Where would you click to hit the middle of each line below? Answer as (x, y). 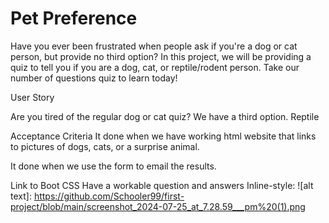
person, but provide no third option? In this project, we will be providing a (161, 56)
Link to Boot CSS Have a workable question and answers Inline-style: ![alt (162, 185)
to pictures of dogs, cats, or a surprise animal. (105, 146)
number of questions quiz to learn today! (94, 78)
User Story (32, 97)
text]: (21, 196)
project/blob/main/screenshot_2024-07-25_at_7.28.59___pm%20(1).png (158, 206)
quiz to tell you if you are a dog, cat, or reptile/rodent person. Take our (155, 67)
